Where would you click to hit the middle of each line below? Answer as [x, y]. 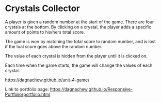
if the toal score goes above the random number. [54, 46]
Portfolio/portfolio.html [27, 94]
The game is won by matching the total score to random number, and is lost [80, 41]
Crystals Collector [42, 8]
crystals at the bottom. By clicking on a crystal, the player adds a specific [78, 27]
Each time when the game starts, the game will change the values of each [79, 65]
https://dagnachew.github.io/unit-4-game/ [47, 80]
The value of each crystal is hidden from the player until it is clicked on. [76, 56]
